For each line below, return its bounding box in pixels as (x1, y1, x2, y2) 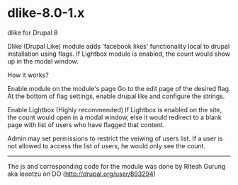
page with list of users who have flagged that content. (7, 120, 165, 129)
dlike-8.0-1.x (7, 5, 85, 21)
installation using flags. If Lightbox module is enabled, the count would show (7, 49, 231, 58)
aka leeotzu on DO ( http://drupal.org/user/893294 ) (7, 169, 156, 178)
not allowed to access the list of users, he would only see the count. (7, 141, 206, 150)
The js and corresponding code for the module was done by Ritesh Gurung (7, 162, 226, 170)
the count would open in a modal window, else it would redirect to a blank (7, 113, 222, 121)
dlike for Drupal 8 (7, 28, 58, 37)
